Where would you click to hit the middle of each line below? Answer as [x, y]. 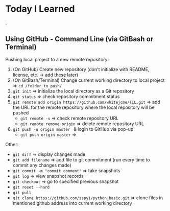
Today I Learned [40, 9]
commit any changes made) [42, 165]
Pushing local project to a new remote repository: [57, 59]
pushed [21, 112]
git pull [22, 193]
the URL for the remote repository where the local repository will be [83, 107]
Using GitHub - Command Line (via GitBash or [79, 39]
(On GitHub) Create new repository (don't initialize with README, [81, 69]
